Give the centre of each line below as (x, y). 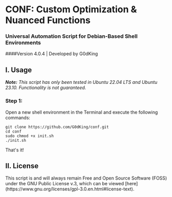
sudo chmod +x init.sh (30, 136)
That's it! (15, 150)
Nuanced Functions (48, 20)
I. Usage (19, 70)
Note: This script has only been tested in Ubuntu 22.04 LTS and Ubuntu (81, 82)
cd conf (14, 132)
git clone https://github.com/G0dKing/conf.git (57, 127)
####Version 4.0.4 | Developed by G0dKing (52, 54)
